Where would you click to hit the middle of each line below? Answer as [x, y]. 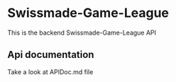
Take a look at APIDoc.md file [50, 71]
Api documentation [51, 55]
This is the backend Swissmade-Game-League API [82, 33]
